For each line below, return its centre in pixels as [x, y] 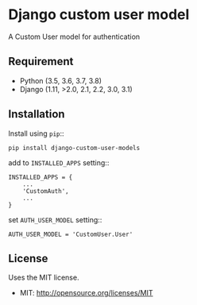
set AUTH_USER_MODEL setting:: [55, 219]
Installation [37, 114]
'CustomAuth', [46, 191]
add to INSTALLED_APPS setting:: [59, 162]
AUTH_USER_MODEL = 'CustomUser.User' [71, 234]
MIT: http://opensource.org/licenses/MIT [86, 293]
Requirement [41, 62]
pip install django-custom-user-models [74, 148]
